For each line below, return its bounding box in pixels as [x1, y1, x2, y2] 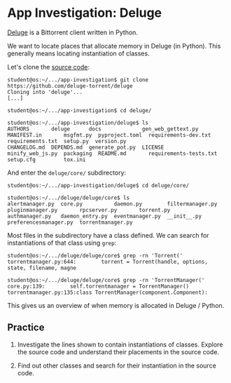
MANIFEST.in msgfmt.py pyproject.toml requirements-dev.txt [7, 131, 211, 138]
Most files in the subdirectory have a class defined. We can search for [7, 231, 209, 239]
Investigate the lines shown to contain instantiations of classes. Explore [17, 340, 223, 349]
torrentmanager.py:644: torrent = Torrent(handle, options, [7, 258, 209, 265]
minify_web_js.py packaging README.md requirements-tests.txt [7, 149, 218, 157]
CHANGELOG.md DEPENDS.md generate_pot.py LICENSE [7, 144, 164, 151]
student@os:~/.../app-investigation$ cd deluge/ [7, 107, 152, 114]
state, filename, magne [7, 264, 77, 271]
